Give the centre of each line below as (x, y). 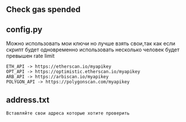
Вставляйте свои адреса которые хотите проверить (68, 113)
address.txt (28, 100)
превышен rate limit (30, 56)
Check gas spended (43, 10)
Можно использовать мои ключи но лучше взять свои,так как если (91, 44)
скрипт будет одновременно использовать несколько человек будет (93, 50)
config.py (24, 29)
